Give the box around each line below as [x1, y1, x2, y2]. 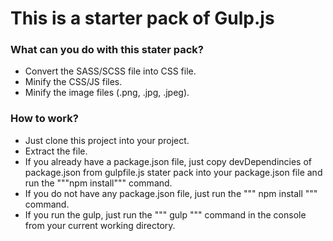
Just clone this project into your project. [24, 134, 190, 146]
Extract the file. [24, 145, 88, 157]
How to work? [10, 112, 79, 126]
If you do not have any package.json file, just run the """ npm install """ [24, 187, 318, 199]
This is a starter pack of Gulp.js [10, 7, 275, 30]
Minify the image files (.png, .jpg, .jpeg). [24, 87, 190, 99]
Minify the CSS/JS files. [24, 76, 123, 88]
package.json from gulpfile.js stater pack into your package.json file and [24, 166, 323, 178]
